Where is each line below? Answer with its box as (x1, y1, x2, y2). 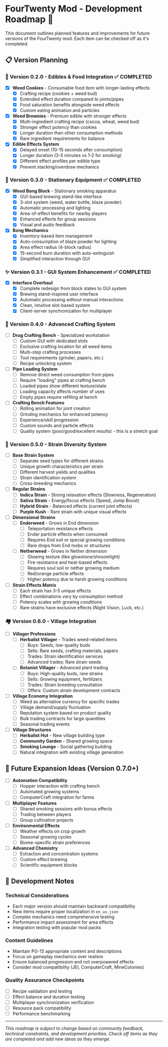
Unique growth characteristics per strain (19, 463, 103, 470)
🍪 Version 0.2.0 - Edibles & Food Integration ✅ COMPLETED (5, 73, 152, 80)
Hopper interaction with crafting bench (19, 783, 100, 789)
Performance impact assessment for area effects (12, 919, 113, 925)
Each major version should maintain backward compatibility (12, 903, 135, 909)
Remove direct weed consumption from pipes (19, 372, 114, 378)
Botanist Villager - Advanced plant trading (19, 665, 108, 671)
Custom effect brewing (19, 857, 67, 863)
